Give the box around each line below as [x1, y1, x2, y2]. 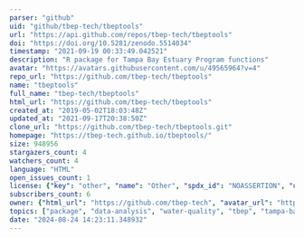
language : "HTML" [9, 165, 75, 174]
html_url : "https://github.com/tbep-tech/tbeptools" [9, 97, 213, 107]
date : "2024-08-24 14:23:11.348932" [9, 214, 147, 224]
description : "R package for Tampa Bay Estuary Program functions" [9, 55, 270, 64]
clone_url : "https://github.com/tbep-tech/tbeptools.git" [9, 123, 233, 132]
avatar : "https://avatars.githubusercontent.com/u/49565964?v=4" [9, 64, 261, 73]
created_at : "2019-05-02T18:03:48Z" [9, 106, 147, 115]
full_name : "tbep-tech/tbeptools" [9, 89, 140, 98]
